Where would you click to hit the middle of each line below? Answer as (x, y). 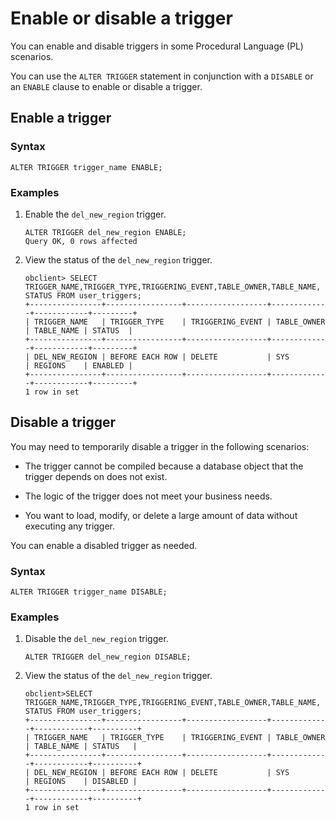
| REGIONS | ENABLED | (78, 365)
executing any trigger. (70, 526)
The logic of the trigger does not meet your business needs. (148, 496)
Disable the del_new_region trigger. (96, 639)
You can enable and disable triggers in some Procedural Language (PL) (157, 46)
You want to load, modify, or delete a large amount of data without (161, 515)
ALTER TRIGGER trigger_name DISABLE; (89, 592)
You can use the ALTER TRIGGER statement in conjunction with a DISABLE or (162, 76)
